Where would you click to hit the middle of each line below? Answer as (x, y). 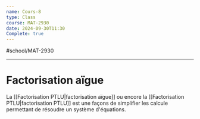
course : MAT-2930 (28, 23)
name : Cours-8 (24, 12)
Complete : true (25, 34)
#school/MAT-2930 (30, 51)
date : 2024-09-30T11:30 (36, 28)
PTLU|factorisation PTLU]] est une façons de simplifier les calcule (87, 103)
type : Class (21, 17)
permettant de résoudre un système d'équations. (66, 109)
